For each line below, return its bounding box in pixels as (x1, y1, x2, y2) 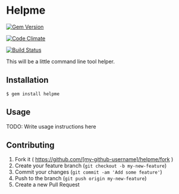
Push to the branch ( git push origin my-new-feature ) (14, 175, 147, 182)
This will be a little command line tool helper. (6, 58, 115, 65)
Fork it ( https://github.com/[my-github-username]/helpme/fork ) (14, 156, 174, 163)
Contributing (6, 140, 55, 150)
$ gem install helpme (6, 90, 60, 97)
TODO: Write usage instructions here (6, 123, 96, 130)
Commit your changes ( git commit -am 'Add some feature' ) (14, 168, 162, 176)
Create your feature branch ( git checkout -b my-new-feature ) (14, 162, 167, 170)
